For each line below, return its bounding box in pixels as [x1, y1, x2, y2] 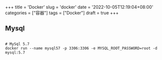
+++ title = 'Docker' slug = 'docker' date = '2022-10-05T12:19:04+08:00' [5, 4, 154, 10]
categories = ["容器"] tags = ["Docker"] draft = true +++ [5, 10, 119, 16]
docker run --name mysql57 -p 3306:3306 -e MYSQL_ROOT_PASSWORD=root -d [5, 46, 158, 51]
